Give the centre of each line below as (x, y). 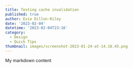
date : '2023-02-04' (25, 23)
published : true (22, 14)
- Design (19, 37)
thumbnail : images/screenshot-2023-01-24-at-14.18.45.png (66, 46)
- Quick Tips (23, 42)
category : (15, 33)
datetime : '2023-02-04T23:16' (37, 28)
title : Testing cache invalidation (42, 10)
